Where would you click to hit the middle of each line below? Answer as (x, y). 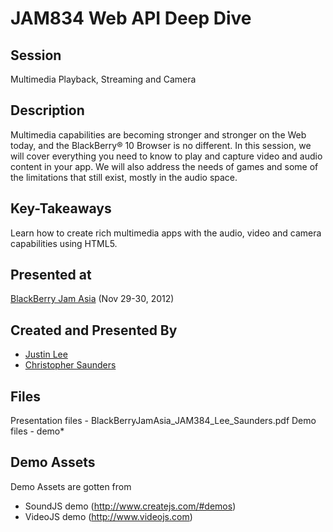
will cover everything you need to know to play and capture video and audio (166, 156)
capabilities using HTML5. (64, 243)
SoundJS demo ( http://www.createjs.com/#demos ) (130, 506)
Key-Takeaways (61, 208)
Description (47, 110)
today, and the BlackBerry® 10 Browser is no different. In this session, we (161, 145)
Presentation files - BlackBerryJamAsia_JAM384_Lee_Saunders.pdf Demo (163, 421)
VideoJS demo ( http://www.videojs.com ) (108, 516)
